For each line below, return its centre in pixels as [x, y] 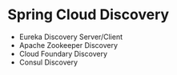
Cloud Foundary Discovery [63, 53]
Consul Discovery [48, 62]
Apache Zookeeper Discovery [68, 45]
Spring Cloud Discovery [88, 15]
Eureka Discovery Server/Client [71, 37]
